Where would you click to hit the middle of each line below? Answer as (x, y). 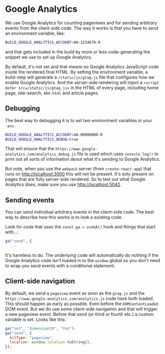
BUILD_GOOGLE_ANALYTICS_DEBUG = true (42, 139)
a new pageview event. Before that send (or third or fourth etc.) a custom (80, 314)
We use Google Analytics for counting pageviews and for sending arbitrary (81, 23)
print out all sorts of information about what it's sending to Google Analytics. (83, 159)
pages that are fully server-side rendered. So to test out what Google (75, 179)
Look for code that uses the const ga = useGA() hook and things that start (80, 227)
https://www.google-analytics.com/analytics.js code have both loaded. (80, 298)
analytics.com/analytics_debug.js (41, 154)
